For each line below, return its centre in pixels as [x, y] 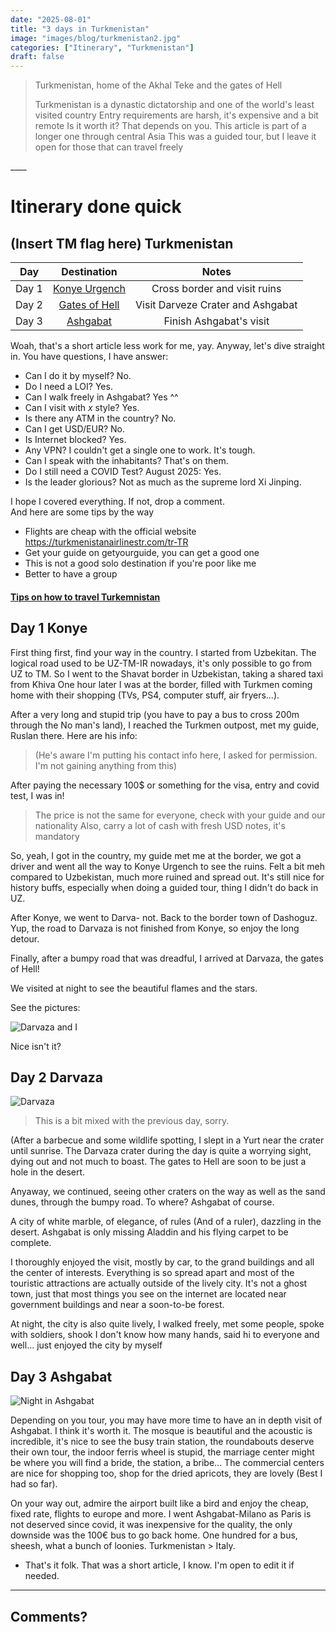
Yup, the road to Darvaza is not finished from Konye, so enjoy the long [155, 928]
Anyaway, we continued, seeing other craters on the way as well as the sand [168, 1192]
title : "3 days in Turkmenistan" [80, 29]
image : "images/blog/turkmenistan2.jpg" [96, 38]
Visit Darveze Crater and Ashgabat [216, 305]
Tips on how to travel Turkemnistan [85, 597]
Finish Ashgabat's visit [216, 321]
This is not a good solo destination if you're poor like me [140, 563]
